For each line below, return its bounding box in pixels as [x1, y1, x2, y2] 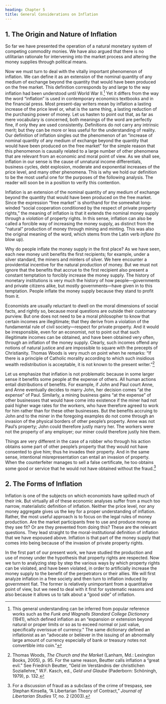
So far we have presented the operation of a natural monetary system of [5, 43, 152, 49]
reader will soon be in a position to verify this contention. [5, 179, 121, 185]
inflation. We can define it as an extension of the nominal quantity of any [5, 74, 153, 80]
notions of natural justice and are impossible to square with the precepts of [5, 344, 158, 351]
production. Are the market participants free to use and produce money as [5, 519, 157, 525]
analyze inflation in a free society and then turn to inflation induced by [5, 576, 148, 582]
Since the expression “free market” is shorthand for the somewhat [5, 200, 140, 206]
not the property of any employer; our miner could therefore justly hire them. [5, 428, 161, 435]
